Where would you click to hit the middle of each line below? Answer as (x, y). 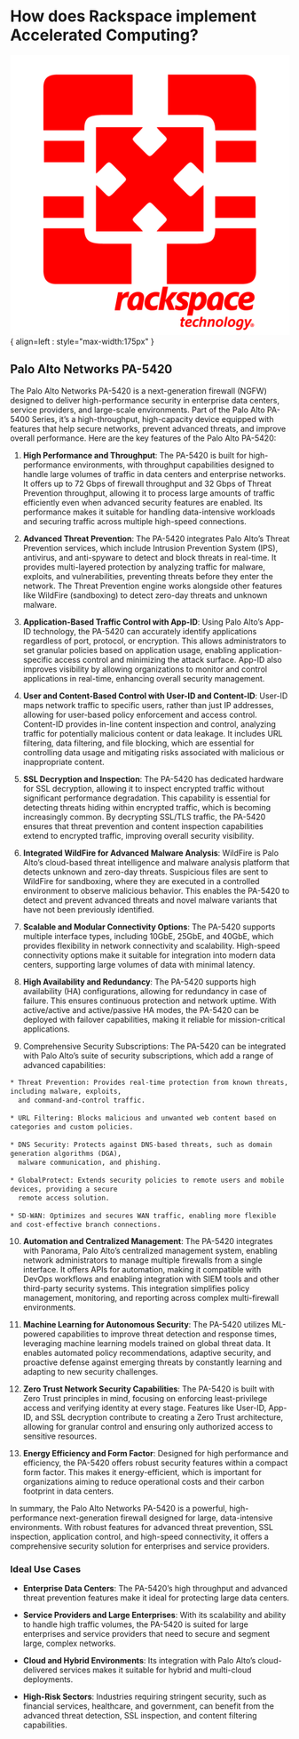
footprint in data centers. (68, 1491)
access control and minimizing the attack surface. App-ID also (168, 659)
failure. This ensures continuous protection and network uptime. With (149, 1001)
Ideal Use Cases (46, 1568)
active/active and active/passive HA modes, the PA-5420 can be (141, 1009)
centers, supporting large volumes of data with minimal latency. (139, 964)
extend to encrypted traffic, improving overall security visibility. (138, 835)
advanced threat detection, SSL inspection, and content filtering (140, 1716)
